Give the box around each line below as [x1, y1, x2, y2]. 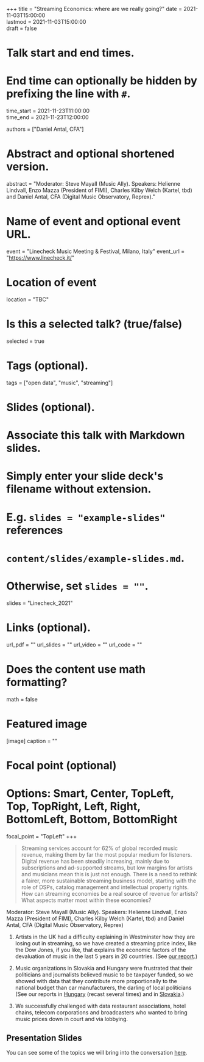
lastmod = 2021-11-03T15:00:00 [6, 18, 86, 25]
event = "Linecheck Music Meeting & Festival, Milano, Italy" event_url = [6, 247, 185, 255]
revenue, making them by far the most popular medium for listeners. [21, 851, 192, 858]
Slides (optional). [6, 400, 96, 414]
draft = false [6, 24, 37, 32]
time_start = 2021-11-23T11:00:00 [6, 107, 90, 115]
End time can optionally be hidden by [6, 74, 197, 88]
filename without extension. [6, 482, 152, 496]
